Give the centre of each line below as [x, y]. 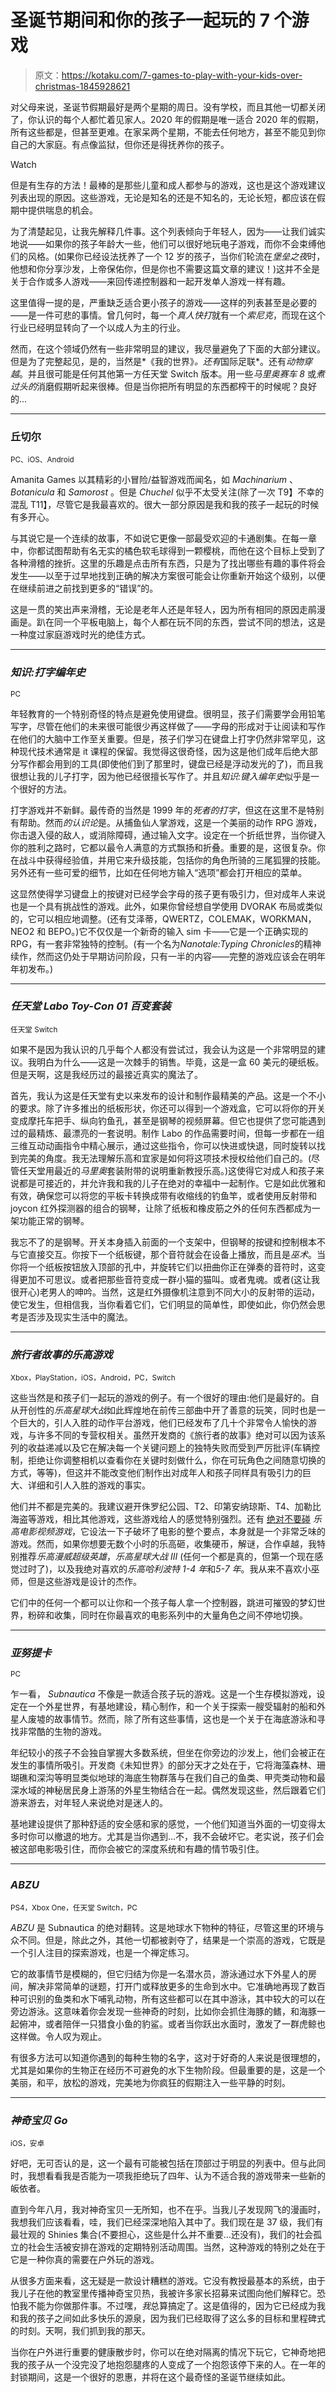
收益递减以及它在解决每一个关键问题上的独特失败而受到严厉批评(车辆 [169, 1448]
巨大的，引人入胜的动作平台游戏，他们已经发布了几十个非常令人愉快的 [163, 1423]
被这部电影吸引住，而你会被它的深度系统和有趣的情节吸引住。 [137, 1849]
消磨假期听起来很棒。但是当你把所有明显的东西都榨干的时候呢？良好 [176, 386]
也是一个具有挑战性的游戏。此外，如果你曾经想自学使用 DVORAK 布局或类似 [166, 906]
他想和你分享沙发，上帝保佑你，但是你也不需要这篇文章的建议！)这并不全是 [165, 268]
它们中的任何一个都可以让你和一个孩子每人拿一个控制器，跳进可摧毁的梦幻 [163, 1603]
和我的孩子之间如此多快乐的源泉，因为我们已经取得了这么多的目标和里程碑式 [168, 2318]
